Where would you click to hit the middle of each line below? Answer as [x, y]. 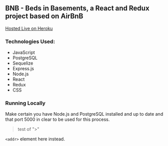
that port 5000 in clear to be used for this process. [58, 119]
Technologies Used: [30, 41]
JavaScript [24, 53]
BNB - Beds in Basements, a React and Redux [77, 8]
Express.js [23, 69]
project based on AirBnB [44, 16]
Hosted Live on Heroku [29, 28]
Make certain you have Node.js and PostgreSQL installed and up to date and [84, 114]
